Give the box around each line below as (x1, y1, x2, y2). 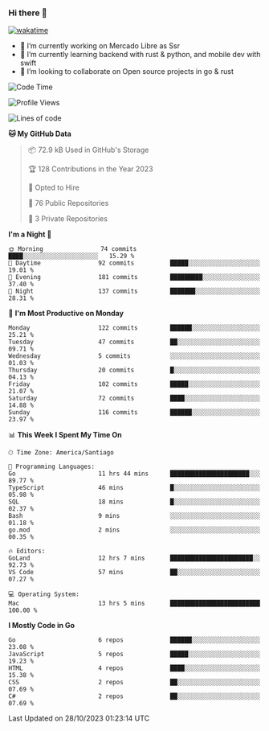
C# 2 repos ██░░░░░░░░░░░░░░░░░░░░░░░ (8, 692, 261, 700)
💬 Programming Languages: (8, 462, 95, 471)
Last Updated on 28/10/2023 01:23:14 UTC (8, 713, 150, 723)
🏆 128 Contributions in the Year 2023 (27, 164, 154, 174)
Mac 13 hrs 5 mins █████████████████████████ (8, 599, 261, 608)
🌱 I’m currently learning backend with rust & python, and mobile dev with (19, 50, 261, 60)
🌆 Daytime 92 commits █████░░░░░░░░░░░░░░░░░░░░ (8, 259, 261, 268)
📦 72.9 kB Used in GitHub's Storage (27, 145, 149, 155)
